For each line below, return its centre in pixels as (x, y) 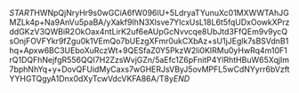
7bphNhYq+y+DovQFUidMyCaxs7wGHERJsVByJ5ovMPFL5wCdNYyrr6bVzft (149, 69)
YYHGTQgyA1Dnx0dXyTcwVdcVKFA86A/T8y (92, 78)
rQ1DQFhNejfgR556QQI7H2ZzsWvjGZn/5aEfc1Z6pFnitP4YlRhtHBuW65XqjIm (149, 60)
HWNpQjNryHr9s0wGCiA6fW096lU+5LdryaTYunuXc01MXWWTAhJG (162, 13)
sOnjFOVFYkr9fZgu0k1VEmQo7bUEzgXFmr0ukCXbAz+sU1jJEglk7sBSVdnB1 (149, 41)
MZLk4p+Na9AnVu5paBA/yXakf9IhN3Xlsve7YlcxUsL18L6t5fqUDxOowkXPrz (149, 22)
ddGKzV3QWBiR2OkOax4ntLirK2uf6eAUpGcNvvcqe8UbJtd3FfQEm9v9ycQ (148, 31)
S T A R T (22, 13)
